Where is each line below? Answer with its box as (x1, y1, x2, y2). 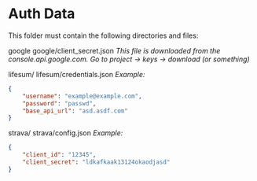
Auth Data (8, 5, 75, 23)
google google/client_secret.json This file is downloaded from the (8, 46, 221, 55)
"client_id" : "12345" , (22, 151, 97, 159)
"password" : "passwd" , (22, 99, 97, 107)
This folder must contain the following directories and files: (8, 31, 199, 40)
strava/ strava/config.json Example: (8, 128, 123, 138)
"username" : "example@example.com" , (22, 92, 143, 100)
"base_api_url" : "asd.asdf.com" (22, 107, 128, 115)
